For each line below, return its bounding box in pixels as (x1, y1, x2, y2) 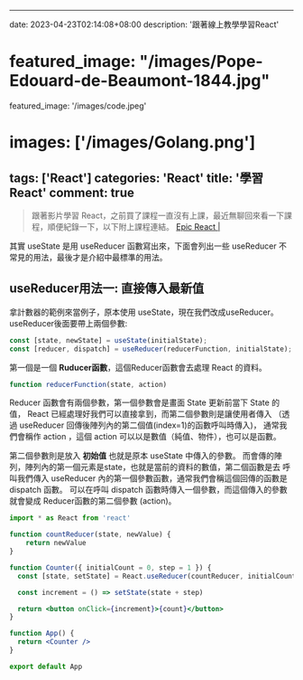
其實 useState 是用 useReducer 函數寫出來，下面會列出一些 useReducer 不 (9, 241, 287, 251)
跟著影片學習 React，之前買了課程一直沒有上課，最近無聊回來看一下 (31, 210, 285, 221)
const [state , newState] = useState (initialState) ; (9, 335, 207, 345)
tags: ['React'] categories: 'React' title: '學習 (9, 170, 264, 185)
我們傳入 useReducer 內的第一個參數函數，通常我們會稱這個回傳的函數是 (16, 473, 288, 484)
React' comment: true (9, 184, 135, 200)
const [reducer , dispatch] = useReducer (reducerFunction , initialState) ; (9, 345, 293, 354)
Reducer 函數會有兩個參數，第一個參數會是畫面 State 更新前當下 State (9, 397, 271, 408)
